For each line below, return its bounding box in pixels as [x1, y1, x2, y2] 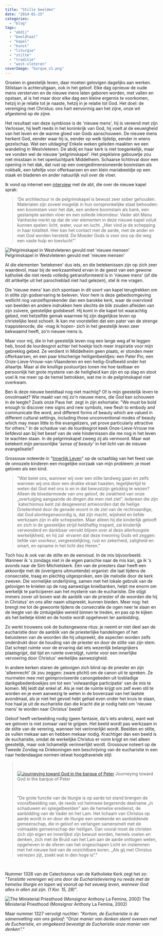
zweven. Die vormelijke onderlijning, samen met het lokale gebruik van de [5, 578, 153, 584]
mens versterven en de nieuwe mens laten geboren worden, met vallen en [5, 90, 154, 96]
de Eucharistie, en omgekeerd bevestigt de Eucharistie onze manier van [5, 921, 150, 927]
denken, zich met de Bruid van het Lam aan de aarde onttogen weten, [17, 836, 157, 842]
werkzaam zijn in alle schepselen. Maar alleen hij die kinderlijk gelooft [17, 517, 157, 523]
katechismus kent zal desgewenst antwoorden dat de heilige [18, 501, 140, 507]
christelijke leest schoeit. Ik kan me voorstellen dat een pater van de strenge [5, 318, 158, 324]
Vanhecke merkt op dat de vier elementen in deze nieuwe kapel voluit [17, 217, 157, 223]
